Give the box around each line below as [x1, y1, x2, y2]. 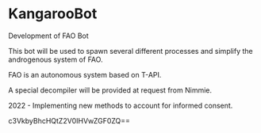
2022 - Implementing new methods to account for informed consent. [8, 101, 233, 110]
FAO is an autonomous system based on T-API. [8, 70, 162, 79]
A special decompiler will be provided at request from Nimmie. [8, 85, 213, 95]
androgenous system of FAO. [8, 55, 103, 64]
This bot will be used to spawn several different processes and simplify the [8, 46, 253, 55]
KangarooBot [8, 5, 98, 23]
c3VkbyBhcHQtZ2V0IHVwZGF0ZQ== [8, 116, 131, 125]
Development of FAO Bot [8, 31, 89, 40]
